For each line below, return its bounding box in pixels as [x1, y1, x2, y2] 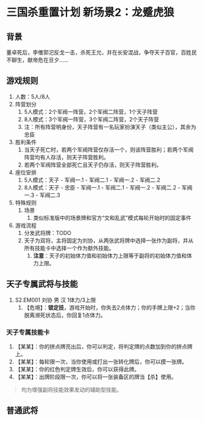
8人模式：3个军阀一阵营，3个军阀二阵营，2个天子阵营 [24, 116, 159, 123]
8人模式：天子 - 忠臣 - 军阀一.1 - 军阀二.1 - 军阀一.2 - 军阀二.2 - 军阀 [24, 184, 193, 191]
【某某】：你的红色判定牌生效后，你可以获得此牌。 [14, 365, 140, 373]
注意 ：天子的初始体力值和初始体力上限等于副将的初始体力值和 [33, 252, 187, 259]
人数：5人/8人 [14, 93, 50, 100]
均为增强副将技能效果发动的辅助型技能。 [21, 386, 122, 393]
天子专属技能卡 [6, 328, 50, 336]
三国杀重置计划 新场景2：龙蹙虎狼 [6, 5, 175, 19]
